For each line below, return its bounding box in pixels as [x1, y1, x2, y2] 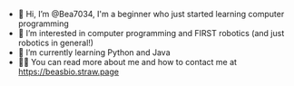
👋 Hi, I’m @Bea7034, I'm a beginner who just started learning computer [17, 9, 285, 19]
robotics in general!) [17, 37, 93, 48]
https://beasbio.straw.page [17, 66, 120, 77]
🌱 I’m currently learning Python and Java [17, 47, 171, 58]
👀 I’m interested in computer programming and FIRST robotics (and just [17, 28, 285, 38]
